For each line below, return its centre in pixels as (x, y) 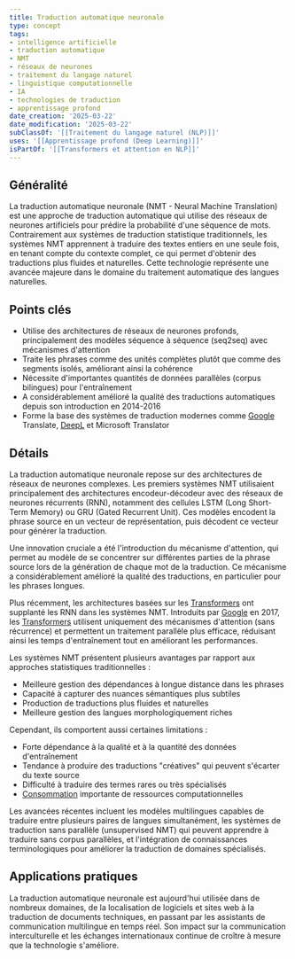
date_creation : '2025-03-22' (63, 116)
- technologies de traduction (65, 100)
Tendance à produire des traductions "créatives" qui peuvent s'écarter (151, 766)
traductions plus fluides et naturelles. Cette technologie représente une (139, 263)
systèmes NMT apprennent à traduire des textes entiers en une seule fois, (144, 244)
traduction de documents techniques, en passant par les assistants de (137, 916)
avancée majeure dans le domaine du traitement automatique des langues (144, 272)
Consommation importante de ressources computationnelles (132, 794)
